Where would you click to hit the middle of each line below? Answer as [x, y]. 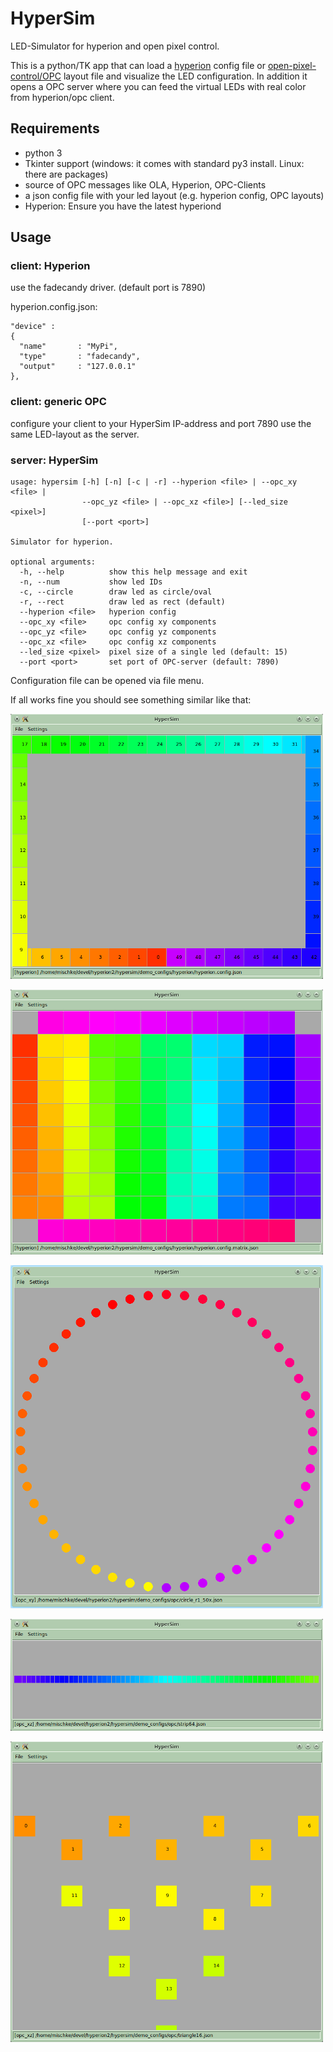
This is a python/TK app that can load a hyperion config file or [138, 65]
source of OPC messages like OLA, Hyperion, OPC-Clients [145, 184]
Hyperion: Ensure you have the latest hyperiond [123, 206]
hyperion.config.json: [54, 307]
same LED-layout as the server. [75, 434]
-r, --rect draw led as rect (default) [122, 602]
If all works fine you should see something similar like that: [131, 700]
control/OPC [36, 76]
